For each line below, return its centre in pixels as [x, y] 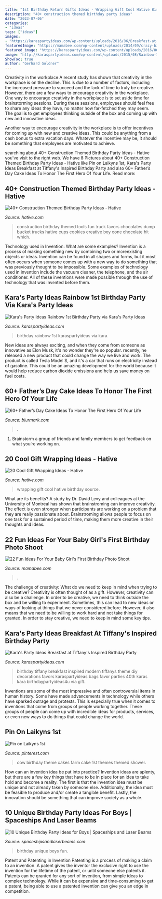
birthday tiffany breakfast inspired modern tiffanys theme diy [77, 671]
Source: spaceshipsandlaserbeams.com [45, 841]
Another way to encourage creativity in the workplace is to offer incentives [79, 128]
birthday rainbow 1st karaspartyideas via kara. [62, 335]
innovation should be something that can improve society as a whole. [74, 797]
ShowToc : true [19, 59]
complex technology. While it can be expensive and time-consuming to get [79, 881]
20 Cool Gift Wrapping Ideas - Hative [61, 459]
